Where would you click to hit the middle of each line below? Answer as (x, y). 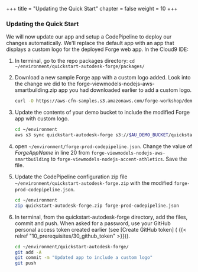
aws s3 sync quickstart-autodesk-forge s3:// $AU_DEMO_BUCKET (92, 135)
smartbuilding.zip (36, 90)
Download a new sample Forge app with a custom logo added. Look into (103, 78)
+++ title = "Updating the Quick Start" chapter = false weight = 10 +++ (92, 9)
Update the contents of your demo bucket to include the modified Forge (102, 113)
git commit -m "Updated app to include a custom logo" (84, 258)
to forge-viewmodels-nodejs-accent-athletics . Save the (119, 159)
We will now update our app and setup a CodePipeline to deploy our (89, 37)
